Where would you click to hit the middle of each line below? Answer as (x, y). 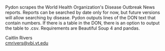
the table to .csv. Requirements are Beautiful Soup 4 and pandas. (72, 28)
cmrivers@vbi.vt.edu (27, 43)
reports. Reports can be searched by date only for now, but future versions (82, 12)
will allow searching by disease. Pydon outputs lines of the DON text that (80, 18)
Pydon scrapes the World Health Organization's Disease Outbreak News (80, 7)
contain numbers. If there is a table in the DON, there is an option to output (82, 23)
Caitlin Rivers (19, 38)
